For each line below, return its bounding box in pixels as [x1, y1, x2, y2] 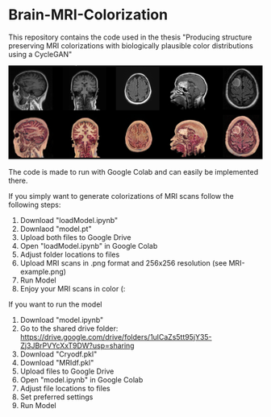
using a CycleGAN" [8, 49, 73, 59]
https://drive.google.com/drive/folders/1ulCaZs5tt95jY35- [19, 332, 212, 341]
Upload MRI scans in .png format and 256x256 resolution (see [19, 258, 227, 267]
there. [8, 175, 28, 185]
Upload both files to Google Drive [19, 232, 131, 242]
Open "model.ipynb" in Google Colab [19, 374, 144, 384]
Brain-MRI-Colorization [8, 6, 168, 24]
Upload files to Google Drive [19, 366, 115, 376]
